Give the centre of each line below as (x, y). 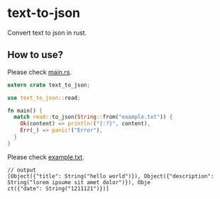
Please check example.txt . (46, 157)
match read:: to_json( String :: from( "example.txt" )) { (93, 117)
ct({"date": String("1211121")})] (59, 188)
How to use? (35, 55)
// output (22, 170)
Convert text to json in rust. (47, 33)
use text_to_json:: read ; (44, 98)
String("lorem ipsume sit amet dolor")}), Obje (79, 182)
